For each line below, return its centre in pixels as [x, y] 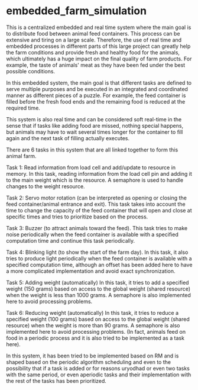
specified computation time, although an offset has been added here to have [99, 265]
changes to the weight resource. [46, 186]
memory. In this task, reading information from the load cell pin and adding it [99, 173]
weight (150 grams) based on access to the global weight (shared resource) [98, 289]
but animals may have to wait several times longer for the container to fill [95, 132]
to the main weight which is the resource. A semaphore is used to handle [95, 180]
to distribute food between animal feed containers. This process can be [93, 33]
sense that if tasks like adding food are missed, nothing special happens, [95, 125]
